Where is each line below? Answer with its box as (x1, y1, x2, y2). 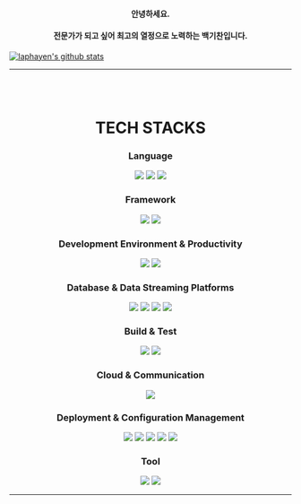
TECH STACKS (95, 117, 206, 138)
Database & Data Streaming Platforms (66, 281, 235, 293)
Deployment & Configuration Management (56, 411, 245, 423)
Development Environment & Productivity (57, 238, 244, 250)
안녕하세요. (131, 8, 170, 19)
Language (128, 149, 173, 161)
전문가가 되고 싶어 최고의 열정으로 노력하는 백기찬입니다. (53, 30, 248, 41)
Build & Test (124, 326, 177, 338)
